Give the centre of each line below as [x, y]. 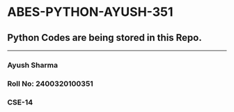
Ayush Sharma [32, 65]
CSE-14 [20, 102]
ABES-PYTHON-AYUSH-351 [90, 12]
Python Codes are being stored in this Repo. [104, 38]
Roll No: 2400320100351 [50, 84]
